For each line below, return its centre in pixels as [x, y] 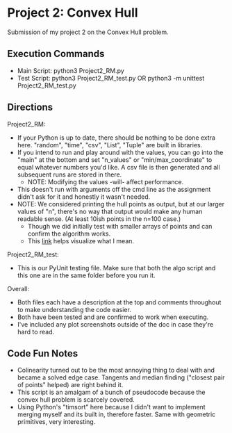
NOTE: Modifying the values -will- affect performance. [106, 181]
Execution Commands [56, 54]
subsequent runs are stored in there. [69, 174]
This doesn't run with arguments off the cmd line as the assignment [114, 189]
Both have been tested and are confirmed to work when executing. [113, 317]
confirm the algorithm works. [69, 234]
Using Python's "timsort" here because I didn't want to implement [111, 407]
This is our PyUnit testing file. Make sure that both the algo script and [116, 268]
